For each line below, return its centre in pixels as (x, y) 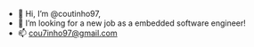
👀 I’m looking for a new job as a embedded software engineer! (132, 23)
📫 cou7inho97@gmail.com (67, 33)
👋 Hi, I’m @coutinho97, (59, 14)
